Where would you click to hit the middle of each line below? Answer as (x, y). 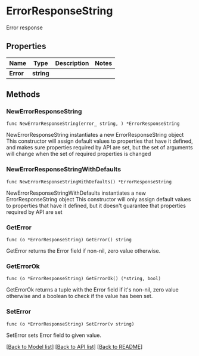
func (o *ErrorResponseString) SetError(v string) (70, 324)
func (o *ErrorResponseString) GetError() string (69, 240)
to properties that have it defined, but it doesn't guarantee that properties (96, 205)
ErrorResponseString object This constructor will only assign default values (99, 199)
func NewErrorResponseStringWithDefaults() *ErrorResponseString (89, 182)
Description (72, 63)
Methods (23, 95)
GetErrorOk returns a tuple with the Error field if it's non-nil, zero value (92, 290)
